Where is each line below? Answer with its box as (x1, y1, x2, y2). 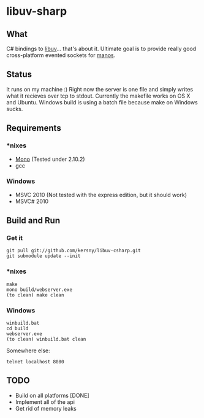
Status (6, 69, 32, 80)
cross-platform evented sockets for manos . (6, 52, 116, 59)
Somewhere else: (6, 347, 50, 354)
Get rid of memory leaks (15, 404, 77, 412)
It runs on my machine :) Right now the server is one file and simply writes (6, 85, 194, 93)
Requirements (6, 123, 61, 133)
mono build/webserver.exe (6, 287, 72, 293)
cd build (6, 325, 29, 332)
